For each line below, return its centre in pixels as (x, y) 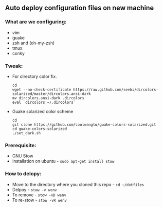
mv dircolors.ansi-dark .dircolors (48, 98)
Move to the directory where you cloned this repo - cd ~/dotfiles (78, 184)
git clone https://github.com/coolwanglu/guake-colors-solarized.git (84, 124)
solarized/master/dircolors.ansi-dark (51, 94)
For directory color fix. (35, 76)
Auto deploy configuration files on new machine (80, 8)
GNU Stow (23, 156)
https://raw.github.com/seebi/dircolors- (116, 90)
